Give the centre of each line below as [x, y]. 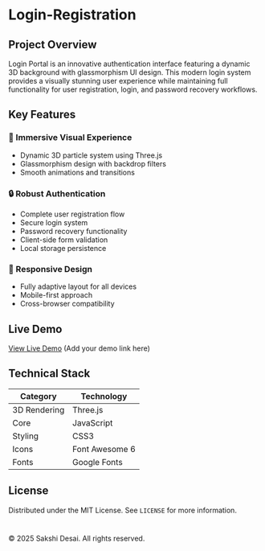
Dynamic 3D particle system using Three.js [91, 155]
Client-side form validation [64, 240]
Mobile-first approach [56, 295]
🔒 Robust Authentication [57, 193]
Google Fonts [97, 462]
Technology [104, 396]
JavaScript [92, 422]
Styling [25, 436]
